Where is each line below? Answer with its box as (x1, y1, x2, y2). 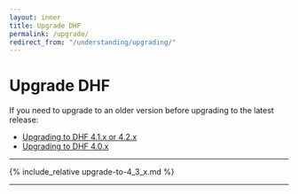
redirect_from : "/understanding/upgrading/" (9, 37, 176, 47)
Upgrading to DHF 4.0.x (21, 141, 109, 151)
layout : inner (9, 12, 62, 22)
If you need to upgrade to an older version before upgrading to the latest (9, 105, 275, 116)
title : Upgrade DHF (9, 21, 82, 30)
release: (9, 114, 39, 125)
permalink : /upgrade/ (9, 29, 90, 38)
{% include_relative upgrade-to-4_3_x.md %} (9, 167, 175, 177)
